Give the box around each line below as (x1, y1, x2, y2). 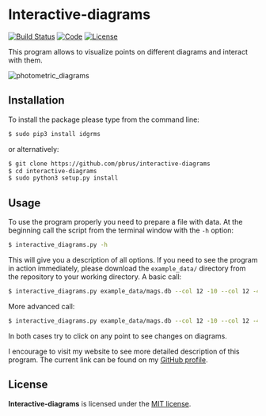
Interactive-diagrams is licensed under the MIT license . (8, 399, 192, 408)
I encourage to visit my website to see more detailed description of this (8, 346, 240, 356)
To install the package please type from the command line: (8, 115, 199, 124)
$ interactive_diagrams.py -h (8, 241, 108, 249)
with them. (8, 55, 43, 65)
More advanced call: (8, 301, 75, 311)
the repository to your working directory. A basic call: (8, 271, 182, 282)
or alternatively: (8, 144, 59, 153)
